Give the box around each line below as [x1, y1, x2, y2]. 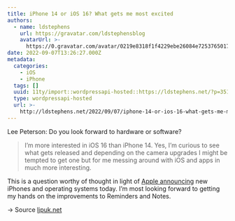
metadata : [7, 56, 36, 63]
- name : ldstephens [13, 23, 71, 30]
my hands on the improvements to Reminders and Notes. [7, 192, 171, 200]
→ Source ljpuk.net [7, 205, 62, 214]
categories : [13, 62, 49, 69]
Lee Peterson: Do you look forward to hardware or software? [7, 127, 182, 135]
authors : [7, 17, 33, 24]
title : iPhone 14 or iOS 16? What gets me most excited [7, 10, 173, 18]
